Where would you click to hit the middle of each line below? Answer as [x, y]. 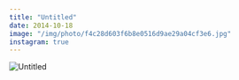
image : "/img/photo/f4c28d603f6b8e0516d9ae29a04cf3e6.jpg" [120, 33]
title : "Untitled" [43, 17]
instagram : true [39, 42]
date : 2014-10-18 [41, 25]
